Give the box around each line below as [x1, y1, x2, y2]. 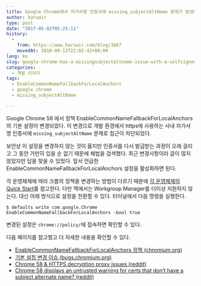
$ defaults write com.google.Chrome [6, 204, 98, 210]
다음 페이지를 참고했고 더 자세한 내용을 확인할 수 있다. [6, 233, 130, 241]
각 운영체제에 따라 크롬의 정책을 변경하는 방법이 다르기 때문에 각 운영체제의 [6, 177, 181, 184]
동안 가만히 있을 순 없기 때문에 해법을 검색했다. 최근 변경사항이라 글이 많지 [19, 150, 191, 157]
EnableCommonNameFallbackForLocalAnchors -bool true [6, 209, 141, 215]
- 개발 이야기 [11, 70, 41, 76]
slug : [6, 59, 20, 65]
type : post [6, 20, 33, 26]
